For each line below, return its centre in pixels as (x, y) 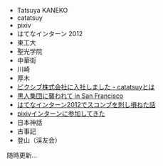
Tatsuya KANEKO (42, 10)
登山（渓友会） (39, 140)
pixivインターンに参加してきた (61, 114)
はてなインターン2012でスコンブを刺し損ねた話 (86, 105)
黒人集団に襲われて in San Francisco (70, 96)
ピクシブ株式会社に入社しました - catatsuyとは (86, 87)
